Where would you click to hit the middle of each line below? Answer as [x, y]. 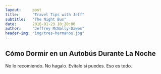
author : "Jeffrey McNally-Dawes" [45, 29]
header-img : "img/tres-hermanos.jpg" [45, 33]
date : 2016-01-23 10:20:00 [40, 24]
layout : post [23, 10]
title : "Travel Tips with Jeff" [45, 15]
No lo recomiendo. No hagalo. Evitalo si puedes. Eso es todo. [69, 65]
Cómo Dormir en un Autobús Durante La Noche [81, 54]
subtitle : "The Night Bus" [36, 19]
